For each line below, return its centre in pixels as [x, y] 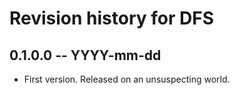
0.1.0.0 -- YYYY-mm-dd [85, 55]
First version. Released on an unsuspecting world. [127, 79]
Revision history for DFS [112, 18]
